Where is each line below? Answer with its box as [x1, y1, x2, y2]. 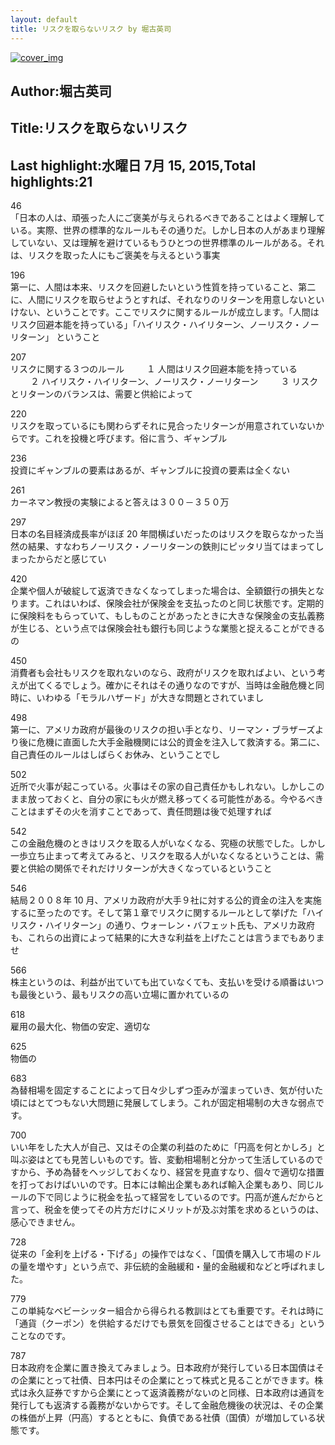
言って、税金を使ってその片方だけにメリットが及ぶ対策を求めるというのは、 [10, 1204, 325, 1216]
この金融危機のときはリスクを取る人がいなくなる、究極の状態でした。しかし [10, 837, 326, 850]
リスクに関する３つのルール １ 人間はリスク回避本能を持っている [10, 363, 298, 375]
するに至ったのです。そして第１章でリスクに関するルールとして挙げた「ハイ [10, 907, 325, 919]
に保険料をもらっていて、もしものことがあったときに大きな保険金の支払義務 [10, 610, 325, 622]
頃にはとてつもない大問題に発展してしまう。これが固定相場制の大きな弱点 [10, 1097, 317, 1109]
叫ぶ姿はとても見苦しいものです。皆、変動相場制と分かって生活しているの [10, 1154, 315, 1166]
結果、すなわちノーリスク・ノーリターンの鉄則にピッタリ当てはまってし [27, 541, 325, 553]
